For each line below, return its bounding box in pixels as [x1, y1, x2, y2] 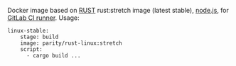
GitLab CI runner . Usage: [7, 13, 80, 22]
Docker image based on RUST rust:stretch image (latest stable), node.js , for [7, 6, 230, 14]
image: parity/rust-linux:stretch [20, 40, 122, 47]
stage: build [20, 33, 59, 40]
